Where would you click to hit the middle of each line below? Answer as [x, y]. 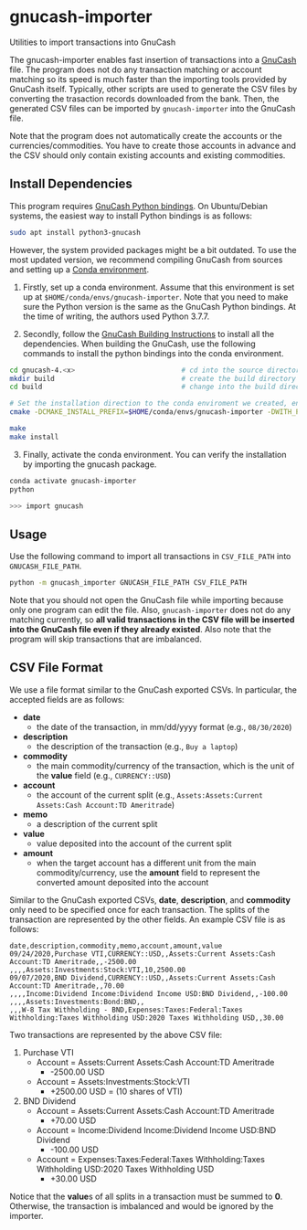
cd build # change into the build [143, 387]
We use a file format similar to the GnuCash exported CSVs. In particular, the [153, 689]
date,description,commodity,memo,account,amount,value [116, 946]
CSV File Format [56, 668]
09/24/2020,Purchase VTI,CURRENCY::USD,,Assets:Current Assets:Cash [143, 954]
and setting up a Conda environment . [79, 269]
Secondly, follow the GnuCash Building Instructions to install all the [148, 334]
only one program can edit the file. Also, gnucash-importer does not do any [150, 610]
